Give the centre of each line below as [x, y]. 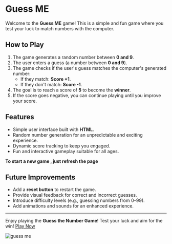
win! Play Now [20, 226]
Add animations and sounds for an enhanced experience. [73, 206]
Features [20, 117]
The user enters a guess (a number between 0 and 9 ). [70, 63]
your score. [25, 101]
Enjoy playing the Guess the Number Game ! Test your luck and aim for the [84, 221]
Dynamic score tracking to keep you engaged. [61, 146]
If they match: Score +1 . [46, 79]
